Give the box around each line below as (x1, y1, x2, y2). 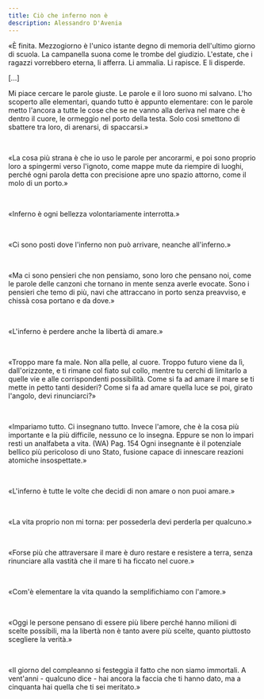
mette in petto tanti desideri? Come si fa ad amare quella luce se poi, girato (8, 382, 254, 392)
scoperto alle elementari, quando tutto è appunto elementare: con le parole (8, 97, 254, 106)
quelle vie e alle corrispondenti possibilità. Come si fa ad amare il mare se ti (8, 374, 255, 383)
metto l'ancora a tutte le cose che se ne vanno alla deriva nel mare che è (8, 105, 246, 115)
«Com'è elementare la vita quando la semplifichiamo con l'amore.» (8, 586, 227, 596)
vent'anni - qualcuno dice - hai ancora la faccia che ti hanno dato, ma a (8, 674, 242, 683)
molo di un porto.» (8, 178, 69, 187)
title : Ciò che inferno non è (8, 11, 109, 20)
